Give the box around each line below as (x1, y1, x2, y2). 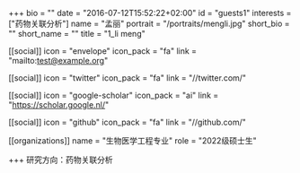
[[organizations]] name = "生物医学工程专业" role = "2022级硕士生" (8, 135, 257, 146)
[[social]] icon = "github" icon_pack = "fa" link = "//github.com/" (8, 117, 246, 127)
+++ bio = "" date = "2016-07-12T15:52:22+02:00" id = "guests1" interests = (8, 8, 292, 18)
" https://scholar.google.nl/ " (8, 99, 110, 110)
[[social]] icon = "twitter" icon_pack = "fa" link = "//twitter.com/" (8, 73, 247, 83)
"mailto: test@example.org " (8, 56, 109, 65)
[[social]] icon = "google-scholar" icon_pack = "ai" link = (8, 90, 219, 100)
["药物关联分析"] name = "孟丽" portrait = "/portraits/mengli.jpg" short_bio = (8, 18, 290, 29)
